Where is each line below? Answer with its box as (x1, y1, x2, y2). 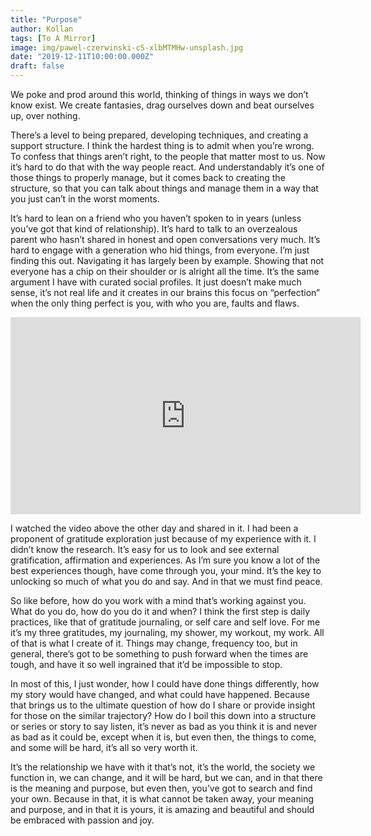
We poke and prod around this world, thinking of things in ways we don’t (10, 89, 309, 100)
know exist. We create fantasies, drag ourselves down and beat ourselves (10, 99, 315, 111)
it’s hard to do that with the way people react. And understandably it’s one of (10, 161, 325, 173)
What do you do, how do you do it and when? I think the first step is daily (10, 606, 311, 617)
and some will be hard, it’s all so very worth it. (10, 742, 198, 753)
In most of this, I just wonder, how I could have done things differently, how (10, 678, 320, 690)
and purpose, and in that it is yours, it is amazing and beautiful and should (10, 804, 315, 815)
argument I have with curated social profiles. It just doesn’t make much (10, 276, 302, 288)
